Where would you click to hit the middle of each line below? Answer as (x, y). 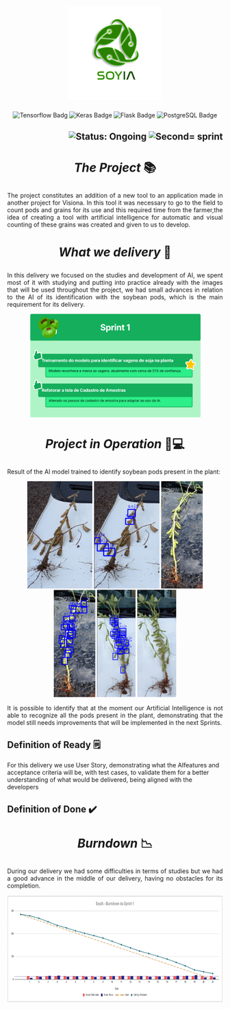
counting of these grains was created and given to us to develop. (99, 224)
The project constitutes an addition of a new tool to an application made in (115, 195)
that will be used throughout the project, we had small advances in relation (115, 290)
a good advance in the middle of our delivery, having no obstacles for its (115, 879)
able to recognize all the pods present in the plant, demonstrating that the (115, 715)
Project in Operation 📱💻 (115, 444)
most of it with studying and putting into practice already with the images (115, 282)
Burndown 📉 (115, 844)
